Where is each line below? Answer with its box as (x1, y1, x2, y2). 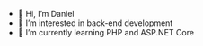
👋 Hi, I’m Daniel (17, 9, 75, 19)
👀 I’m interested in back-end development (17, 18, 173, 28)
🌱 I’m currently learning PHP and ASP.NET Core (17, 27, 195, 37)
